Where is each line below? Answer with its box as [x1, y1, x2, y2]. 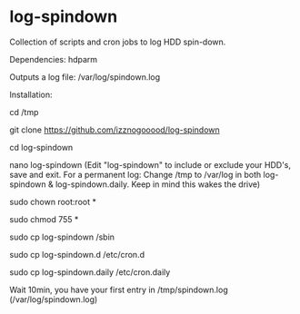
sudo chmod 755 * [9, 213, 79, 224]
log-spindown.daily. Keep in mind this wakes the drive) [55, 179, 261, 190]
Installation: [9, 89, 53, 100]
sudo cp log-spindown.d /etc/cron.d [9, 249, 145, 260]
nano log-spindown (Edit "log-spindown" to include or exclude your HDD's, [9, 159, 292, 170]
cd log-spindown [9, 142, 74, 152]
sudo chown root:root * [9, 196, 97, 207]
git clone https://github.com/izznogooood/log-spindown [9, 124, 220, 135]
